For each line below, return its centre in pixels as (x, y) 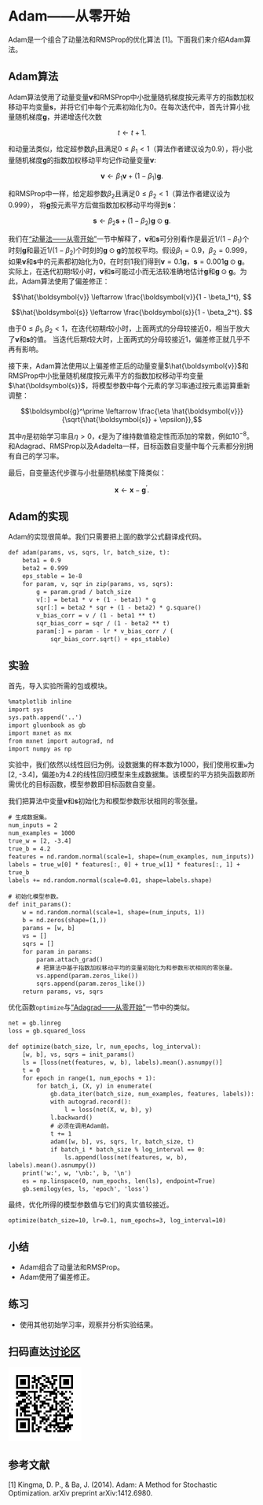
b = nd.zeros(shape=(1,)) (65, 921)
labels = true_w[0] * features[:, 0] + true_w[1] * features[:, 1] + (124, 865)
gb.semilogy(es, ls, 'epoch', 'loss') (86, 1189)
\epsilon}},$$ (181, 420)
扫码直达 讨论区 (44, 1352)
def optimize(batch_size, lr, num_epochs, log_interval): (105, 1047)
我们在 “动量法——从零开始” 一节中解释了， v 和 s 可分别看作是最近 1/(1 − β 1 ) (125, 239)
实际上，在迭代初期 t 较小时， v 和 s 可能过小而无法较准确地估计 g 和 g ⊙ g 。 (124, 271)
